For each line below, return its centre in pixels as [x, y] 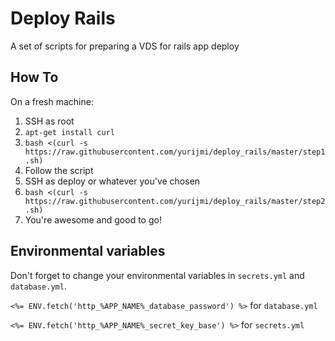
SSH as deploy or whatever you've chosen [112, 181]
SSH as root [49, 121]
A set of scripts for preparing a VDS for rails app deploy [125, 46]
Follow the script [59, 170]
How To [34, 77]
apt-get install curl [69, 132]
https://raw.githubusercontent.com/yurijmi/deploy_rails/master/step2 [175, 201]
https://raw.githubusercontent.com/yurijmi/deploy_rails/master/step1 [175, 152]
